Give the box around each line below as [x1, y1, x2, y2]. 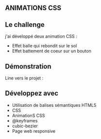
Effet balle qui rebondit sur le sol [12, 43, 77, 49]
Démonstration [5, 62, 52, 70]
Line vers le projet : [5, 75, 44, 81]
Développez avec [5, 89, 59, 98]
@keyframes [12, 118, 38, 123]
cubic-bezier [12, 123, 38, 129]
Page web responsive [12, 128, 56, 134]
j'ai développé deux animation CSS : [5, 34, 78, 40]
